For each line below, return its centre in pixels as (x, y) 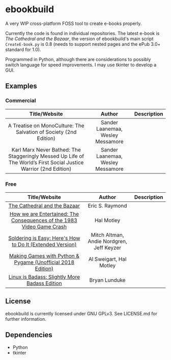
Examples (21, 86)
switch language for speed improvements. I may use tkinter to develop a (81, 65)
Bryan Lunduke (107, 280)
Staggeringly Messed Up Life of (46, 156)
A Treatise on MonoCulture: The (46, 126)
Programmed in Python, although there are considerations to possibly (78, 59)
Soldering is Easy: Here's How (44, 238)
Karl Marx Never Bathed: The (46, 149)
